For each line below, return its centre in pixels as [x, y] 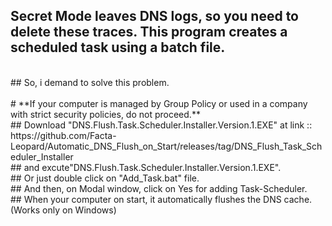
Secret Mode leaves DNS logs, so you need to [154, 16]
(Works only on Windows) [63, 210]
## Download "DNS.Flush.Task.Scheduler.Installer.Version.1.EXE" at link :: [161, 125]
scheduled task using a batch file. [118, 47]
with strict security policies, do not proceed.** [105, 114]
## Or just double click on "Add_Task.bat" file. [105, 178]
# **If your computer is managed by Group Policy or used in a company [159, 103]
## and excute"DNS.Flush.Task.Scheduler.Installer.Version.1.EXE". [146, 167]
